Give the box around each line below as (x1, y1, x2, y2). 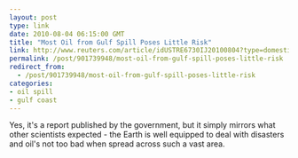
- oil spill (9, 87, 53, 96)
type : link (9, 21, 50, 30)
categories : (9, 79, 53, 88)
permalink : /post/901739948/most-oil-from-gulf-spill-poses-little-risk (9, 54, 284, 63)
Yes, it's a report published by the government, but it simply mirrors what (9, 120, 277, 130)
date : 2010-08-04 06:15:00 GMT (9, 29, 125, 38)
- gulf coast (9, 95, 58, 105)
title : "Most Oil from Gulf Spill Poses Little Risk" (9, 37, 213, 47)
